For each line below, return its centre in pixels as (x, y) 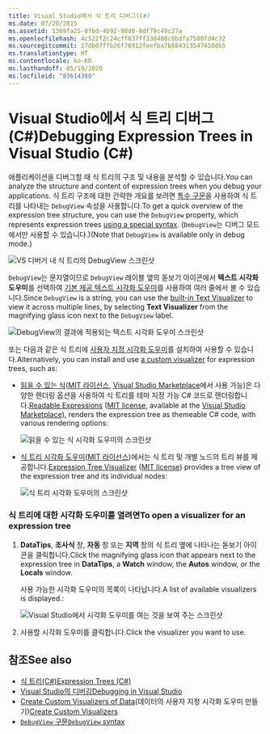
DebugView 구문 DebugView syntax (72, 721)
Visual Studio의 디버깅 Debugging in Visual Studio (101, 691)
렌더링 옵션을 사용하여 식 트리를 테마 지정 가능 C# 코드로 (124, 395)
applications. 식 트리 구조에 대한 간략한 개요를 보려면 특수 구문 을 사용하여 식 (129, 196)
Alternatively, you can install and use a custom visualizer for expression (136, 359)
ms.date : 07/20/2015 (43, 23)
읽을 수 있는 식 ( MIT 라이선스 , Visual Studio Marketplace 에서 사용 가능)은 (136, 385)
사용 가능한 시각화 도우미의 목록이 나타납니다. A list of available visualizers (138, 589)
